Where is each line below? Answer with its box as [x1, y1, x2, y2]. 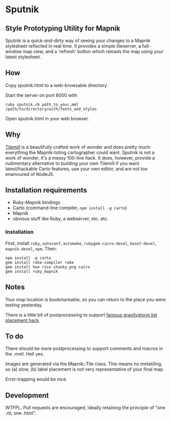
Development [5, 391, 50, 400]
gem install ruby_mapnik [5, 269, 58, 274]
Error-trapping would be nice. [5, 376, 67, 382]
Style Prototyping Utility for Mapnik [5, 24, 120, 33]
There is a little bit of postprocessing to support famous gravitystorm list [5, 312, 157, 318]
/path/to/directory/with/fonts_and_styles [5, 106, 97, 112]
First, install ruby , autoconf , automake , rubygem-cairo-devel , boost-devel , [5, 240, 157, 246]
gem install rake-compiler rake [5, 260, 74, 265]
